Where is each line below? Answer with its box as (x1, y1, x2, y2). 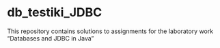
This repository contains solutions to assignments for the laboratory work (7, 27, 214, 35)
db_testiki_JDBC (7, 5, 102, 20)
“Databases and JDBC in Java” (7, 34, 94, 42)
